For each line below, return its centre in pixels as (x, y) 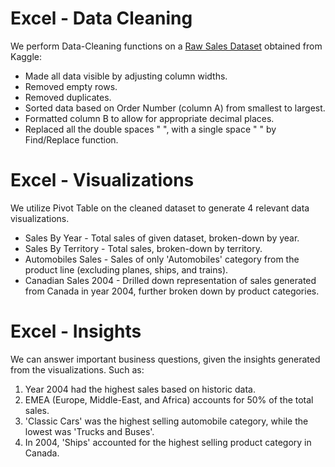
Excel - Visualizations (102, 180)
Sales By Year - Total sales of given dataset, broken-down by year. (162, 238)
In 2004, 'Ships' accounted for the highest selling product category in (168, 442)
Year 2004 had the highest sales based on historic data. (140, 389)
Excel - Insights (76, 331)
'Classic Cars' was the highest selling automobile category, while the (166, 421)
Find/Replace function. (71, 139)
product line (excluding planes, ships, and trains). (126, 269)
